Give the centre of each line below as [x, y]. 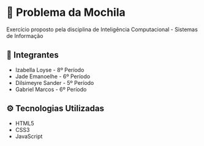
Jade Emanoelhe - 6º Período [53, 76]
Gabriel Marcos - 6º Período [51, 89]
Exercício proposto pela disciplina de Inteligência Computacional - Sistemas [102, 29]
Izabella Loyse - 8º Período [50, 70]
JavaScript [29, 136]
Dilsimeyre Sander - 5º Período [55, 82]
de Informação [25, 35]
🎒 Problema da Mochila [66, 13]
